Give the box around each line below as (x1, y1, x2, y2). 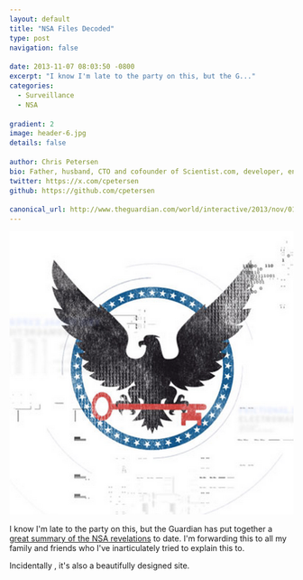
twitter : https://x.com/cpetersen (9, 176, 140, 185)
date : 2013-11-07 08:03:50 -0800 (9, 62, 135, 71)
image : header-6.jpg (9, 129, 87, 138)
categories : (9, 81, 54, 90)
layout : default (9, 14, 70, 23)
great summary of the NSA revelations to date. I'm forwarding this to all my (9, 533, 287, 544)
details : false (9, 138, 67, 148)
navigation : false (9, 43, 78, 52)
